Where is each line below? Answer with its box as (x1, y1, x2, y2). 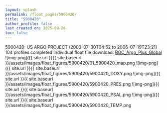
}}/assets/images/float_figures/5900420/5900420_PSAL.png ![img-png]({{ (5, 92, 160, 98)
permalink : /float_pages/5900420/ (5, 12, 77, 17)
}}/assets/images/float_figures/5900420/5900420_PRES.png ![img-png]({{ (5, 81, 160, 87)
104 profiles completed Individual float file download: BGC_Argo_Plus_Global (5, 49, 162, 55)
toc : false (5, 30, 28, 35)
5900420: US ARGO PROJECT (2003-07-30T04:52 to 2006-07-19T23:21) (5, 44, 158, 50)
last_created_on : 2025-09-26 (5, 26, 66, 31)
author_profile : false (5, 21, 52, 26)
